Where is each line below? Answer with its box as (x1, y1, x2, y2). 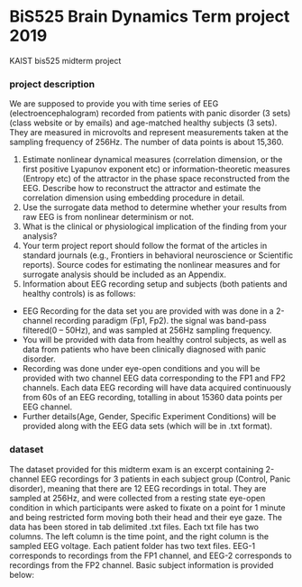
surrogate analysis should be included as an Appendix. (22, 269, 227, 280)
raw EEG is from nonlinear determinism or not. (22, 212, 195, 223)
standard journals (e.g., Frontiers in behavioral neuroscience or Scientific (22, 250, 294, 261)
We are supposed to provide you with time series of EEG (9, 98, 219, 109)
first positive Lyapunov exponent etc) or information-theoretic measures (22, 164, 291, 175)
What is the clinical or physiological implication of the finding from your (22, 221, 288, 232)
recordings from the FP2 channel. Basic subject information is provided (9, 559, 274, 570)
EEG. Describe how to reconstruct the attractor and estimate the (22, 183, 261, 194)
